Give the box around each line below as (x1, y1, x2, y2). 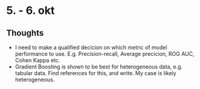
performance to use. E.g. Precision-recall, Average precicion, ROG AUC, (15, 50, 195, 58)
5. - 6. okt (6, 4, 55, 18)
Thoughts (6, 28, 44, 38)
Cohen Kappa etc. (15, 57, 60, 64)
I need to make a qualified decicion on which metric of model (15, 44, 167, 51)
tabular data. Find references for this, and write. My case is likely (15, 70, 176, 76)
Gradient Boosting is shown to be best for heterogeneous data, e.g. (15, 63, 183, 70)
